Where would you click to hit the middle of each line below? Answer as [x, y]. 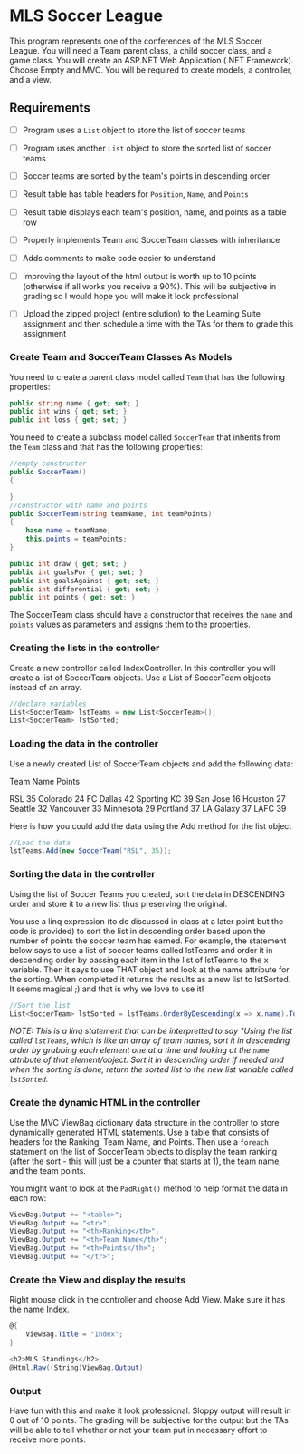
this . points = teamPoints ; [76, 539]
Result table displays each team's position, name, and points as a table [154, 212]
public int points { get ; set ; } [72, 598]
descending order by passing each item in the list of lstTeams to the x [139, 960]
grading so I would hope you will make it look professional [130, 297]
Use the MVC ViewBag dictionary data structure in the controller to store [144, 1122]
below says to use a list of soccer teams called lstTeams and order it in [141, 950]
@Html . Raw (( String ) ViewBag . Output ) [76, 1367]
